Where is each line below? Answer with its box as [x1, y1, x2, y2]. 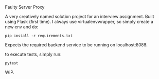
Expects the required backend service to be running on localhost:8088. [5, 42, 148, 48]
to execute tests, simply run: [5, 51, 62, 57]
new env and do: [5, 24, 39, 30]
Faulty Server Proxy [5, 4, 45, 10]
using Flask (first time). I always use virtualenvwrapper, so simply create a [5, 19, 153, 24]
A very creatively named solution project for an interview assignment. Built [5, 14, 154, 19]
